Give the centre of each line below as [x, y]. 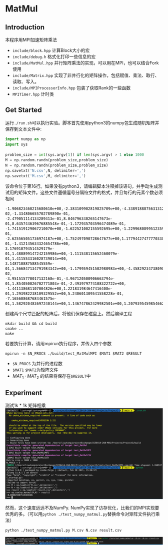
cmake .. [14, 328]
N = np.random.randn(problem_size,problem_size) [57, 165]
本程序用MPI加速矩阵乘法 [31, 40]
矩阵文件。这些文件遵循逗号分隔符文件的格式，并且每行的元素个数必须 [90, 192]
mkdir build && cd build [31, 323]
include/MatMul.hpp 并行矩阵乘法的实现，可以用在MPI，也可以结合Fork [85, 63]
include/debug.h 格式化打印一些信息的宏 [54, 56]
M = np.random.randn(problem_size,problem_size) [57, 160]
